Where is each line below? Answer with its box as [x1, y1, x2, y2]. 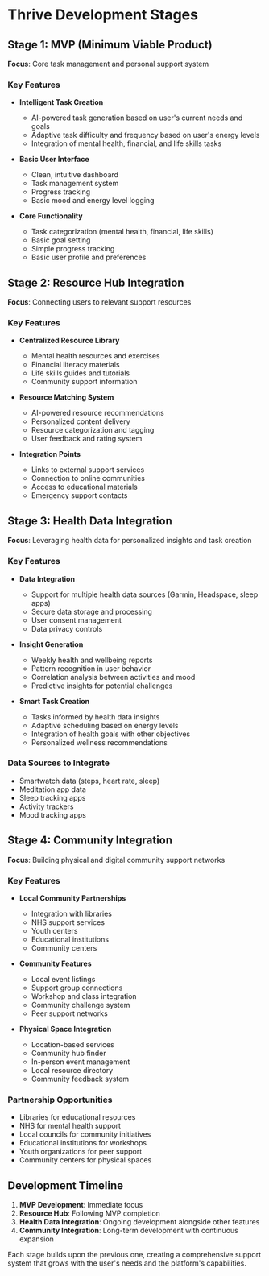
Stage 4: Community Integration [7, 834, 173, 847]
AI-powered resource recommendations [31, 408, 164, 418]
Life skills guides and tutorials [31, 368, 130, 378]
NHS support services [31, 917, 106, 927]
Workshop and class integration [31, 991, 138, 1000]
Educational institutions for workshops [19, 1138, 147, 1148]
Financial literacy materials [31, 360, 120, 370]
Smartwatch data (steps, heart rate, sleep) [19, 776, 160, 785]
